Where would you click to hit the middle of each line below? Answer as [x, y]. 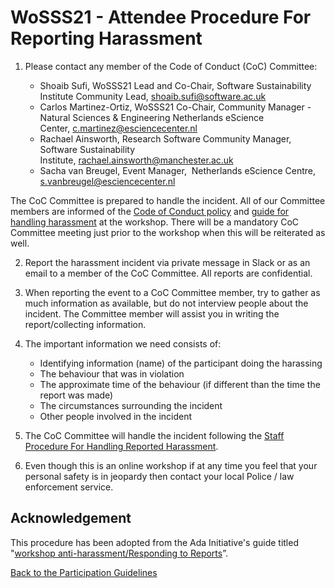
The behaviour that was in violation [112, 373]
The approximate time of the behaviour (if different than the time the [180, 384]
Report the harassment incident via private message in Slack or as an [167, 262]
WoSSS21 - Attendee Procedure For [161, 17]
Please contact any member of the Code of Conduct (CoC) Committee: [171, 66]
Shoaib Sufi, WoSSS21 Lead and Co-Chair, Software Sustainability [175, 85]
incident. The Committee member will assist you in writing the [152, 313]
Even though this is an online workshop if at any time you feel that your [171, 465]
